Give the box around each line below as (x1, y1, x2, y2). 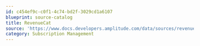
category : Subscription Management (5, 31, 94, 37)
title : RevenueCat (5, 20, 51, 26)
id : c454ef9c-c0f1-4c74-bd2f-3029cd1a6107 (5, 8, 113, 15)
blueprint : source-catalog (5, 14, 73, 20)
